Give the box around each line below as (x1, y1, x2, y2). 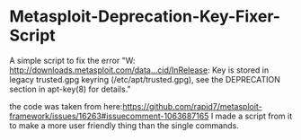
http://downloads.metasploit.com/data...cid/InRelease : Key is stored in (9, 65, 270, 75)
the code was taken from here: (9, 101, 123, 111)
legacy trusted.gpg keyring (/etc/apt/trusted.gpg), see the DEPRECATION (9, 74, 281, 84)
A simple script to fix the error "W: (9, 55, 136, 66)
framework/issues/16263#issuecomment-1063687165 (9, 110, 209, 121)
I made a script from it (210, 110, 293, 121)
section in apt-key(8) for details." (9, 83, 132, 94)
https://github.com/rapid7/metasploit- (122, 101, 262, 111)
